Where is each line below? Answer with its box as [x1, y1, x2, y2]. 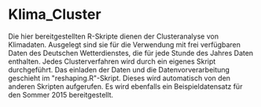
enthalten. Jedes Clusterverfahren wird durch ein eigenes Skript [8, 57, 216, 66]
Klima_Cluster [8, 6, 101, 24]
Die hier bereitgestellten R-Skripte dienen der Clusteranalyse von [8, 31, 219, 41]
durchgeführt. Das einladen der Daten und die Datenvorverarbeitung [8, 65, 230, 74]
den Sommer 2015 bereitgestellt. [8, 90, 114, 99]
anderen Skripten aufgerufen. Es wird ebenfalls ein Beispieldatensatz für [8, 81, 243, 91]
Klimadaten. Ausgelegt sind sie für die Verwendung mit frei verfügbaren [8, 39, 241, 49]
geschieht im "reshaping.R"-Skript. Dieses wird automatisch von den [8, 73, 230, 83]
